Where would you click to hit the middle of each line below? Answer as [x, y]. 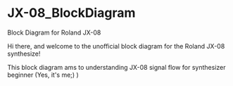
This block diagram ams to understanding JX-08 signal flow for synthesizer [116, 67]
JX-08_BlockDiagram [71, 13]
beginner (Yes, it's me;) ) [43, 75]
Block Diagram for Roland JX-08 [54, 32]
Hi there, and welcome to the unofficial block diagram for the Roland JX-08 [116, 46]
